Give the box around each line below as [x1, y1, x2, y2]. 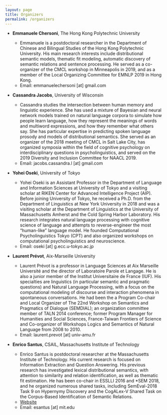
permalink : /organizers [5, 16, 55, 21]
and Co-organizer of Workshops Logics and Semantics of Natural [19, 321, 155, 327]
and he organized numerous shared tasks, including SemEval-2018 [19, 383, 158, 389]
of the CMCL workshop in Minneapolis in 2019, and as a [40, 66, 156, 72]
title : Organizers [5, 12, 43, 17]
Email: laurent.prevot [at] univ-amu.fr [19, 332, 96, 338]
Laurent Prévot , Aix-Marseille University [12, 253, 96, 259]
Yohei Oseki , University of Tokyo [12, 170, 81, 176]
